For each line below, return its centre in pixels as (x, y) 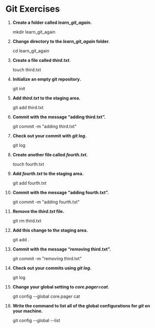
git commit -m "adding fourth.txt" (46, 202)
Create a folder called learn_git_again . (52, 22)
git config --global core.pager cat (46, 296)
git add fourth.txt (29, 183)
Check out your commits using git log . (52, 268)
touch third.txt (27, 70)
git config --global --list (36, 320)
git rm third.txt (27, 221)
